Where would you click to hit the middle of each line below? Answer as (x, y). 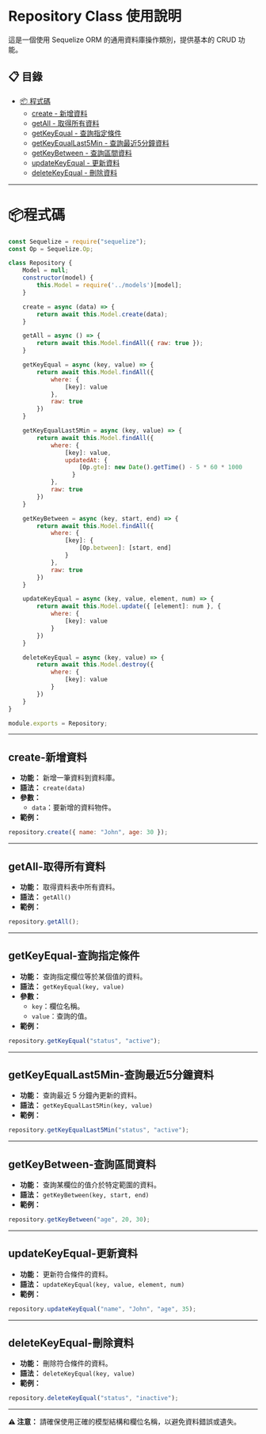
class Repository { (40, 263)
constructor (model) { (58, 278)
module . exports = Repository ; (58, 723)
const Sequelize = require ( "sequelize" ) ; (78, 241)
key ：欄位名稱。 (58, 1006)
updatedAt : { (86, 460)
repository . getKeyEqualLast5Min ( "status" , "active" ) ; (99, 1130)
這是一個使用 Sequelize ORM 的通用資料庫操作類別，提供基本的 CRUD (122, 40)
